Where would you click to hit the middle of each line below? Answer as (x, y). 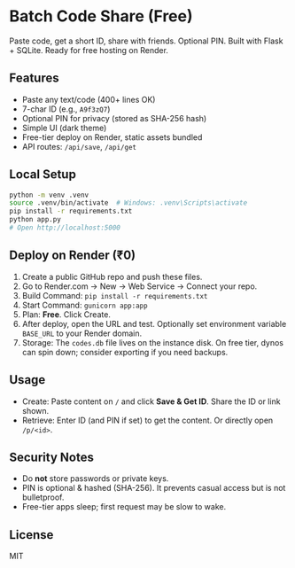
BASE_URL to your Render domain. (82, 333)
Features (34, 78)
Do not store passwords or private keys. (95, 479)
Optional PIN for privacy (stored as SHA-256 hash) (114, 118)
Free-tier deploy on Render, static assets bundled (112, 137)
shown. (35, 410)
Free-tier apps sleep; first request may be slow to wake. (124, 507)
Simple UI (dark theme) (64, 128)
